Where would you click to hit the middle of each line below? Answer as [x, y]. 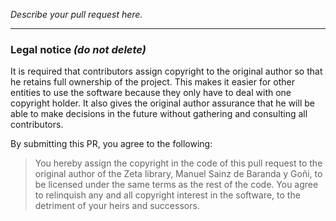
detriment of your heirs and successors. [117, 206]
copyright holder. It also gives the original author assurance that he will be [162, 103]
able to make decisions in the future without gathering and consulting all [159, 114]
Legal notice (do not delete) [78, 49]
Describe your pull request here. [76, 14]
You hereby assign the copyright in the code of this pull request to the [178, 163]
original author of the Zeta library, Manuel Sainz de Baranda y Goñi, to [178, 174]
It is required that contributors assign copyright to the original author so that [166, 71]
